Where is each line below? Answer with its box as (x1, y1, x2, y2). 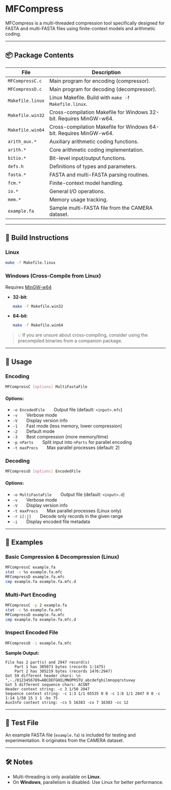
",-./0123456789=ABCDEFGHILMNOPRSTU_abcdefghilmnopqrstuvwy (5, 677, 136, 683)
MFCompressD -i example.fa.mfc (5, 640, 72, 646)
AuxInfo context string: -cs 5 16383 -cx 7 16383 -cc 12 (5, 700, 129, 705)
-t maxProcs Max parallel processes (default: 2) (12, 445, 120, 451)
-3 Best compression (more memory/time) (12, 434, 108, 440)
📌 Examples (5, 538, 43, 547)
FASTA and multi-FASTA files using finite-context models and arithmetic (5, 25, 156, 31)
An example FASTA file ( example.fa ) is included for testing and (5, 732, 136, 738)
